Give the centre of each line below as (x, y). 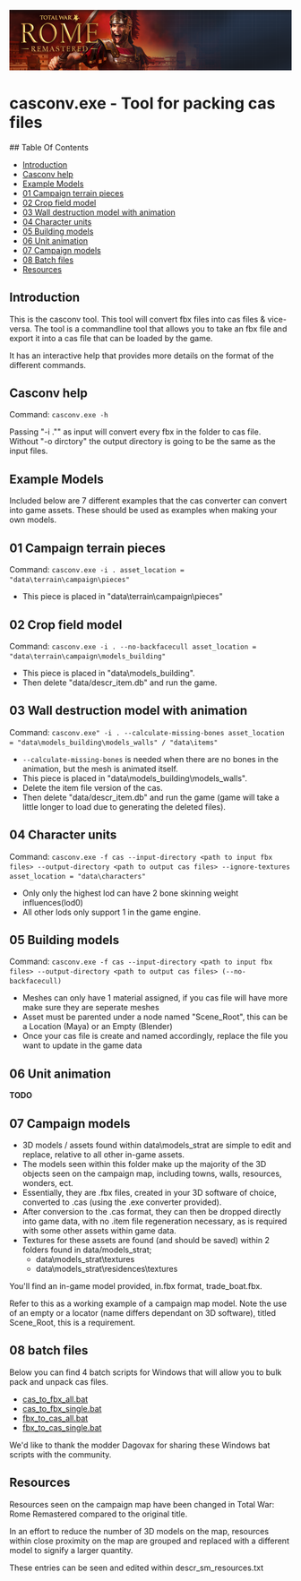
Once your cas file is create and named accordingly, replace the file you (155, 1036)
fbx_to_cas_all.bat (55, 1418)
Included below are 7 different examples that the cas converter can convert (148, 501)
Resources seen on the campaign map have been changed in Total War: (142, 1504)
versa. (21, 329)
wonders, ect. (47, 1182)
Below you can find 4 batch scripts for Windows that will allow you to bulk (146, 1372)
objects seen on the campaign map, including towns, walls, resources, (152, 1173)
